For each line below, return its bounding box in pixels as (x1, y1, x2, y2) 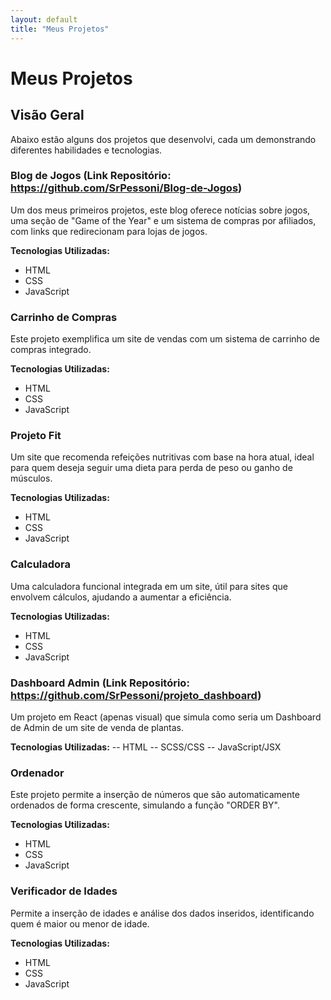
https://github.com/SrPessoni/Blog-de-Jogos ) (10, 181, 243, 195)
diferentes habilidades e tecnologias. (10, 144, 163, 156)
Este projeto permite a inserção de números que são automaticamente (10, 789, 300, 801)
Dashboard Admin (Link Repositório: (10, 676, 190, 690)
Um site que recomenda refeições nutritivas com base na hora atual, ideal (10, 451, 315, 463)
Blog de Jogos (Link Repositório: (10, 169, 172, 183)
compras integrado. (10, 344, 92, 356)
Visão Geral (10, 107, 85, 124)
